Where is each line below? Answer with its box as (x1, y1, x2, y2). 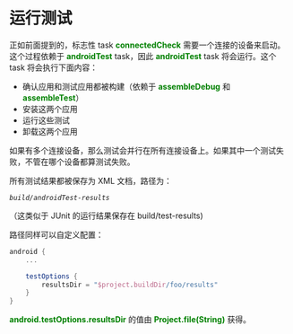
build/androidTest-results (9, 193, 110, 202)
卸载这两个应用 (22, 126, 78, 136)
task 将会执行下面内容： (9, 62, 99, 73)
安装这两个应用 (22, 103, 78, 114)
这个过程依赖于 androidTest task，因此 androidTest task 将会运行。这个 (9, 50, 277, 61)
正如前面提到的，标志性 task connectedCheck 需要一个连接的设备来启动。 (9, 40, 286, 50)
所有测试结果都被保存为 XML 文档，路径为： (9, 175, 172, 186)
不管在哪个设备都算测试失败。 (24, 156, 135, 167)
